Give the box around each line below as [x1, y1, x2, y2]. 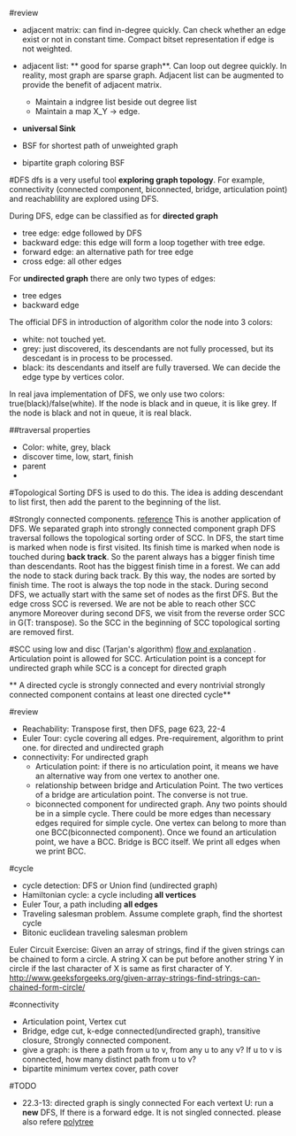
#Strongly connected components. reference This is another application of [9, 514, 281, 524]
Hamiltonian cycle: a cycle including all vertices [21, 890, 197, 900]
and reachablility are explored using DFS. [9, 194, 159, 204]
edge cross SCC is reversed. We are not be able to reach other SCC [9, 599, 256, 609]
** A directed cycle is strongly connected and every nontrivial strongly [9, 680, 266, 690]
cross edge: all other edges [21, 256, 122, 267]
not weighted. [21, 43, 72, 54]
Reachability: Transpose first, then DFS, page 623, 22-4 [21, 723, 226, 734]
